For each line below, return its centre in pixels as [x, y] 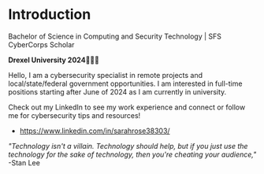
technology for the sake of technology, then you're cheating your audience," [132, 154]
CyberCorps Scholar [41, 44]
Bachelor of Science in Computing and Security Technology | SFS [115, 36]
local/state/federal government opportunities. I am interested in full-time [125, 83]
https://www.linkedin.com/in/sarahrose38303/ [95, 131]
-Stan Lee [24, 162]
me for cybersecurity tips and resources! [74, 115]
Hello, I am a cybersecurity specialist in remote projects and [106, 75]
